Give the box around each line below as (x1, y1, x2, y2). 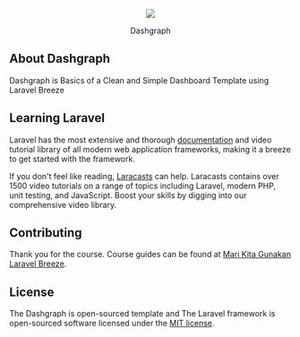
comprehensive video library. (9, 199, 117, 210)
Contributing (9, 225, 82, 241)
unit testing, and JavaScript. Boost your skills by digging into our (9, 189, 247, 201)
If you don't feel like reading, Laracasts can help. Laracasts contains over (9, 170, 279, 181)
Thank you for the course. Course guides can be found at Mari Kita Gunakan (9, 249, 291, 260)
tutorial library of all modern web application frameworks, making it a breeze (9, 143, 291, 154)
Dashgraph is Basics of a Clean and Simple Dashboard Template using (9, 74, 270, 85)
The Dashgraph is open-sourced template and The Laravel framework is (9, 308, 276, 319)
